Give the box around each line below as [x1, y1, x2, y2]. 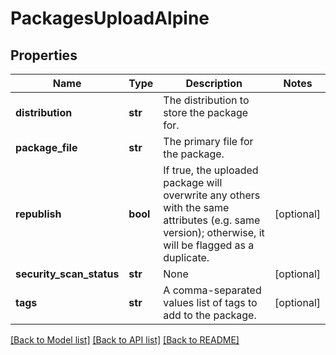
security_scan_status [15, 267, 120, 281]
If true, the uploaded [163, 163, 259, 177]
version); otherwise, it [163, 226, 265, 239]
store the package [163, 106, 249, 119]
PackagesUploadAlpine [10, 7, 210, 30]
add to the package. [163, 308, 257, 322]
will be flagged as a [163, 238, 255, 252]
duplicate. [163, 251, 210, 264]
